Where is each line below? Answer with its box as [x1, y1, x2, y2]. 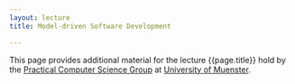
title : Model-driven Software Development [9, 22, 171, 31]
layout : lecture [9, 13, 70, 23]
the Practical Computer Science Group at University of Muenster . [9, 64, 251, 75]
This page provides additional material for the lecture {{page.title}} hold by [9, 54, 287, 65]
